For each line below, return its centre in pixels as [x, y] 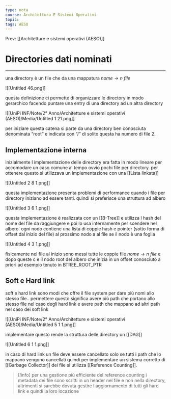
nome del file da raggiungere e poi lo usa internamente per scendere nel [81, 223]
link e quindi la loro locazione [48, 391]
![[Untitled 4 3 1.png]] [28, 244]
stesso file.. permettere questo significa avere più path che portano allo [80, 298]
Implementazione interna [46, 150]
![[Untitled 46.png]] [25, 88]
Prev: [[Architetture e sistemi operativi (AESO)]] [55, 39]
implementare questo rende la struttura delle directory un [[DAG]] [74, 334]
